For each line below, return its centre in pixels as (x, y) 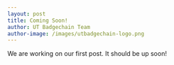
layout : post (27, 14)
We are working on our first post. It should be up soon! (87, 54)
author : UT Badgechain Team (49, 27)
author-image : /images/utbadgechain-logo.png (76, 34)
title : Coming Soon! (38, 20)
